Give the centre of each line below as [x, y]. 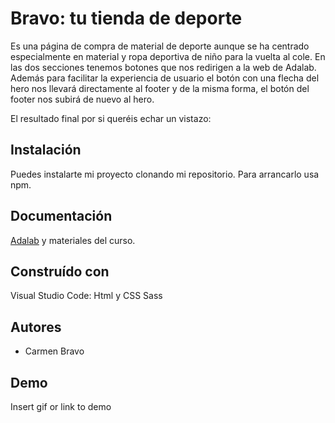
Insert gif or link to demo [61, 406]
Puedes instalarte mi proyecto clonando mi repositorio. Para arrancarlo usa [165, 174]
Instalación [46, 150]
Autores [36, 327]
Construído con [60, 271]
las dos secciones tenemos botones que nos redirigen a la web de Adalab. [163, 67]
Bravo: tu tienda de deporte [126, 18]
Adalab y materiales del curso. [73, 240]
